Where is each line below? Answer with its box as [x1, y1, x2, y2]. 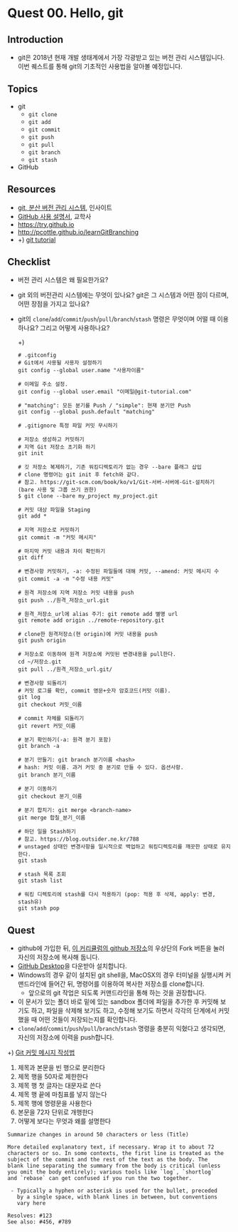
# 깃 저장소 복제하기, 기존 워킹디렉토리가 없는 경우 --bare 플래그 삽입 [17, 463, 202, 471]
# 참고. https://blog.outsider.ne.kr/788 [17, 836, 140, 843]
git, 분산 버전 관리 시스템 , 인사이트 [17, 203, 112, 212]
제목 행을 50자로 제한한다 [17, 1072, 89, 1081]
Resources [7, 183, 56, 195]
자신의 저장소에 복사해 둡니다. [17, 953, 100, 962]
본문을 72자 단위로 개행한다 [17, 1108, 94, 1116]
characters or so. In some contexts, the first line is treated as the [7, 1150, 224, 1157]
